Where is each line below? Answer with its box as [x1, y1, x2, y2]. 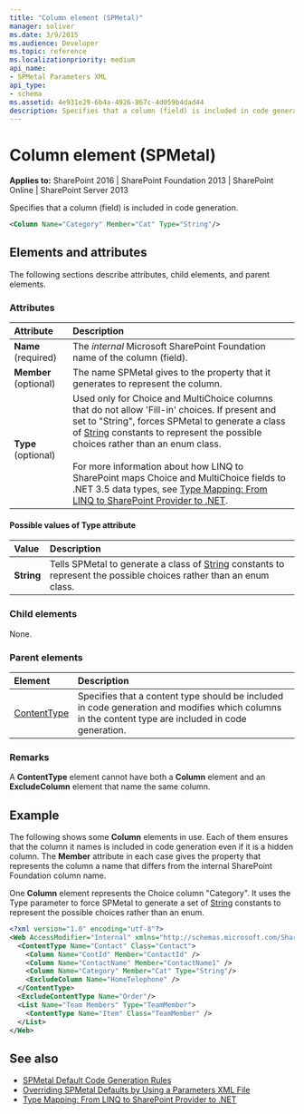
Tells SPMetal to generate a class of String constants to [49, 558, 285, 571]
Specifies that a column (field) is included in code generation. [9, 202, 239, 213]
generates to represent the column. [71, 377, 223, 390]
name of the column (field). [71, 351, 188, 364]
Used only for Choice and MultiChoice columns [71, 392, 273, 405]
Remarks [9, 750, 50, 763]
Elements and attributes [9, 245, 147, 260]
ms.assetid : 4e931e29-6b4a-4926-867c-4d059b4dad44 [9, 97, 204, 107]
